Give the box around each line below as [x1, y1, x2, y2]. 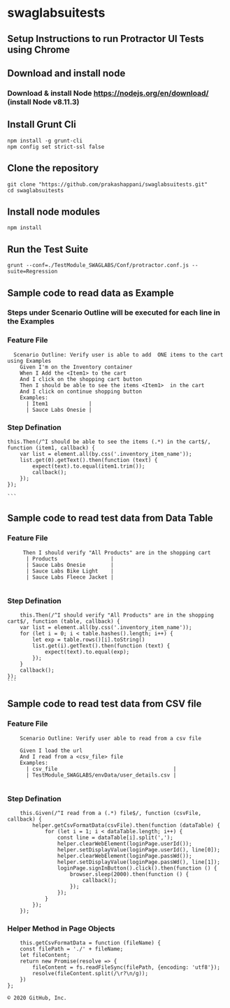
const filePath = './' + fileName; [20, 946, 124, 953]
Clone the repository [7, 162, 99, 174]
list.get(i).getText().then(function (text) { [32, 642, 171, 649]
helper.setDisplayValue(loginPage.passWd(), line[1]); [57, 858, 220, 866]
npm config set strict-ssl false [7, 143, 105, 150]
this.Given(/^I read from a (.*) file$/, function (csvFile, [20, 809, 201, 817]
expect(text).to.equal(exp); [44, 649, 130, 656]
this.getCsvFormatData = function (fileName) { [20, 939, 161, 946]
